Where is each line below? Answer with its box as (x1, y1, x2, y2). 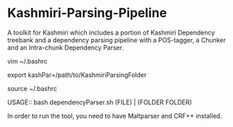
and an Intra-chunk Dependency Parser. (7, 43, 124, 52)
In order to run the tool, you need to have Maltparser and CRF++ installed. (7, 111, 222, 120)
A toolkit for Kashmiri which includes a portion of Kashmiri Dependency (7, 28, 215, 37)
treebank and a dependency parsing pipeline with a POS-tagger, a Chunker (7, 35, 226, 44)
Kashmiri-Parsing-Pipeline (7, 5, 167, 21)
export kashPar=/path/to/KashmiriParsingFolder (7, 71, 147, 79)
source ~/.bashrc (7, 84, 58, 92)
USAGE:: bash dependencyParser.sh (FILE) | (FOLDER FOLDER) (7, 97, 192, 107)
